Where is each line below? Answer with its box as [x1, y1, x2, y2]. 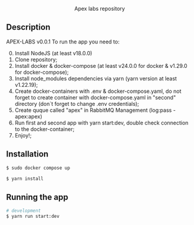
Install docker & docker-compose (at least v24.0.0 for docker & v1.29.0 [14, 62, 188, 69]
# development [6, 208, 42, 214]
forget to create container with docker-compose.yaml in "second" [14, 93, 176, 101]
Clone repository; [14, 56, 58, 63]
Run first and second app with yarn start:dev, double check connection [14, 119, 189, 126]
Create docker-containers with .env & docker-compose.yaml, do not [14, 87, 182, 95]
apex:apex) [14, 112, 43, 120]
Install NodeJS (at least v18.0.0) [14, 49, 93, 57]
